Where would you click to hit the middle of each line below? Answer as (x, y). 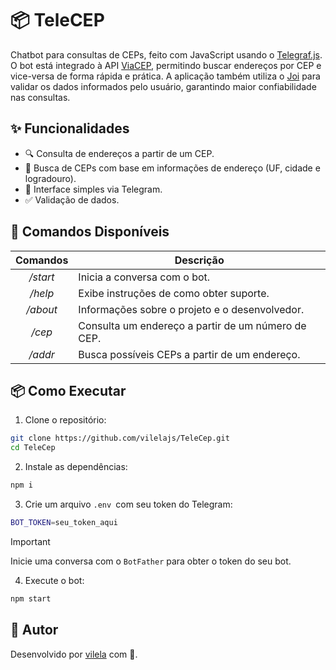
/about (42, 309)
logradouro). (50, 178)
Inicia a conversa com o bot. (144, 277)
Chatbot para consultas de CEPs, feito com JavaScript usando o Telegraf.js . (166, 54)
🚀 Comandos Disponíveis (90, 232)
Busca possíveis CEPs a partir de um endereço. (189, 354)
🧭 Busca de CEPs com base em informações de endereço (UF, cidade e (172, 168)
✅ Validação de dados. (72, 199)
